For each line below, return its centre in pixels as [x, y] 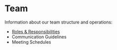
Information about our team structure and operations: [58, 22]
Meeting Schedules [31, 42]
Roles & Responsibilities [36, 31]
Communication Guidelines [39, 37]
